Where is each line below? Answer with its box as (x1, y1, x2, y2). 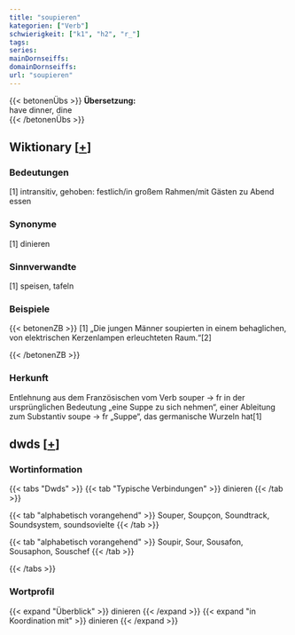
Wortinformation (9, 463, 82, 475)
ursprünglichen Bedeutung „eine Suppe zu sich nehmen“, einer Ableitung (9, 401, 276, 412)
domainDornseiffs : (9, 63, 77, 72)
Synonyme (9, 218, 58, 231)
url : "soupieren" (9, 71, 74, 80)
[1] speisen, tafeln (9, 281, 74, 291)
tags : (9, 37, 29, 47)
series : (9, 46, 38, 55)
